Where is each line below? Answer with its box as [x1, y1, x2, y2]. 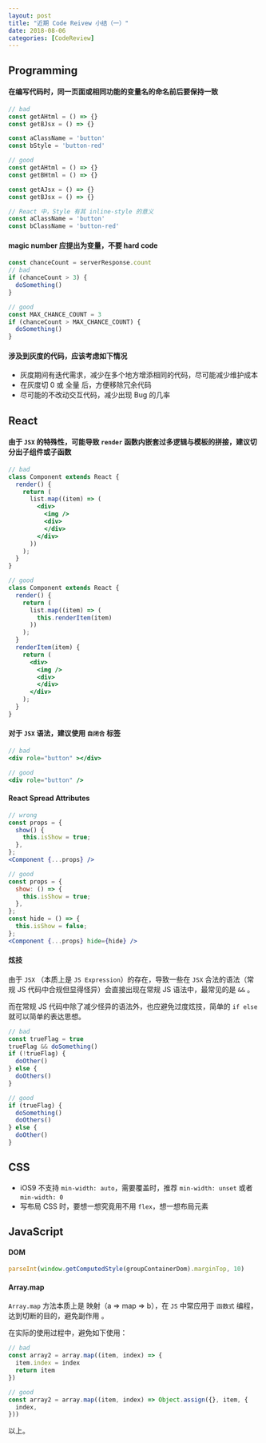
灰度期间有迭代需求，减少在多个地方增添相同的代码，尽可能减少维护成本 [19, 370, 258, 380]
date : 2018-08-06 [8, 26, 66, 34]
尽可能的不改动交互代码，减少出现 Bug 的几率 [19, 390, 170, 400]
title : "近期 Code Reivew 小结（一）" [8, 19, 129, 27]
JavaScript [8, 1225, 64, 1239]
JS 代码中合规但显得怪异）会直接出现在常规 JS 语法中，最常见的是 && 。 [17, 984, 254, 994]
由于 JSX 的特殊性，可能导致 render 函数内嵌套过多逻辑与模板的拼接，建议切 [8, 437, 257, 447]
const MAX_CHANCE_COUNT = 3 [8, 310, 102, 318]
